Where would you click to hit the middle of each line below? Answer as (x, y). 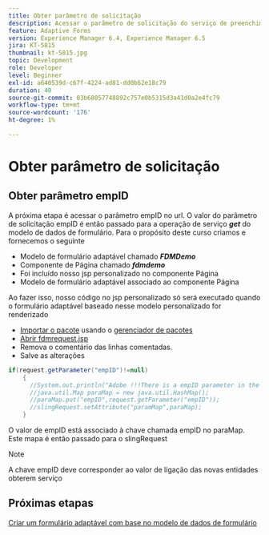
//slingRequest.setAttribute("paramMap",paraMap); (116, 408)
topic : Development (41, 61)
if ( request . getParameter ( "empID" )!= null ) (78, 370)
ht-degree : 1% (32, 120)
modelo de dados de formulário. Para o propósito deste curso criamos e (127, 232)
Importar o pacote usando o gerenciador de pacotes (106, 330)
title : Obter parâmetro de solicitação (75, 16)
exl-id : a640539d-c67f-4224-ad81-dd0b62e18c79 (87, 82)
